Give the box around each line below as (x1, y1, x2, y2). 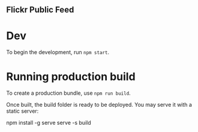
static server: (6, 107, 39, 115)
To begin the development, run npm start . (6, 49, 110, 56)
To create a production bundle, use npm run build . (6, 89, 131, 97)
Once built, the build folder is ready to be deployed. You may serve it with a (6, 101, 192, 109)
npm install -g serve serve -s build (6, 119, 91, 127)
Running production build (6, 70, 136, 83)
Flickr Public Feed (6, 5, 74, 15)
